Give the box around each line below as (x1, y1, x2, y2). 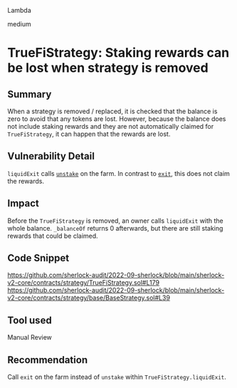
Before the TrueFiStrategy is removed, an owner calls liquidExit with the (7, 216, 223, 225)
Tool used (7, 314, 52, 326)
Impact (7, 197, 39, 209)
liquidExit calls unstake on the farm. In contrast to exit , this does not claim (7, 169, 230, 177)
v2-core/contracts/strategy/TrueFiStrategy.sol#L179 (7, 278, 160, 287)
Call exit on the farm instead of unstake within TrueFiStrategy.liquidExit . (7, 373, 226, 382)
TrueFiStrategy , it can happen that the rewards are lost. (7, 130, 171, 138)
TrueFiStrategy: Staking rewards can (7, 45, 230, 61)
